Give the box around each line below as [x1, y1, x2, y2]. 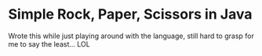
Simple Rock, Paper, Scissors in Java [8, 5, 253, 23]
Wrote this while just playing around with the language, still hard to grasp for [8, 31, 255, 40]
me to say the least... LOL [8, 39, 90, 48]
